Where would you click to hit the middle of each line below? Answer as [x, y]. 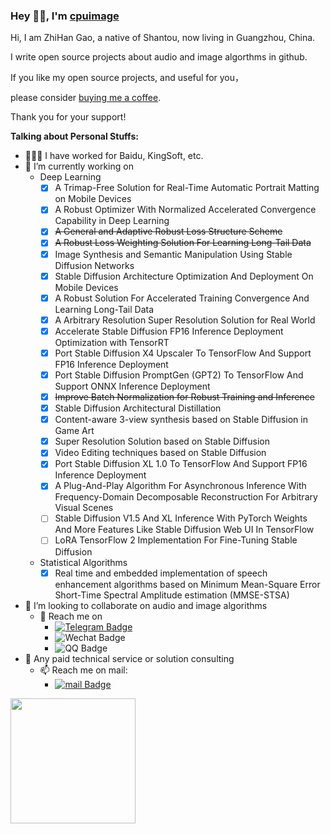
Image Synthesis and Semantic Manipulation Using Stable [173, 254]
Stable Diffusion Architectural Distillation [138, 408]
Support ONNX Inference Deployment [132, 386]
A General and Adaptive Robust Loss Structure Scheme [168, 231]
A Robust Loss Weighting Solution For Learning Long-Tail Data [183, 243]
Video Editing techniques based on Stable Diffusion [160, 453]
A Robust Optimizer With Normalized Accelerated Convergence [185, 210]
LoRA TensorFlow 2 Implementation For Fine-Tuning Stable [176, 540]
